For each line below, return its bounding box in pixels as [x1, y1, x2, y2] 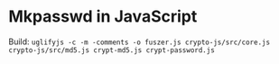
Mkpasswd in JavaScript [8, 6, 198, 27]
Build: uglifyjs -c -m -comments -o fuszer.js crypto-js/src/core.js [8, 36, 271, 47]
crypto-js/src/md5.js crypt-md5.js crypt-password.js [8, 45, 216, 55]
